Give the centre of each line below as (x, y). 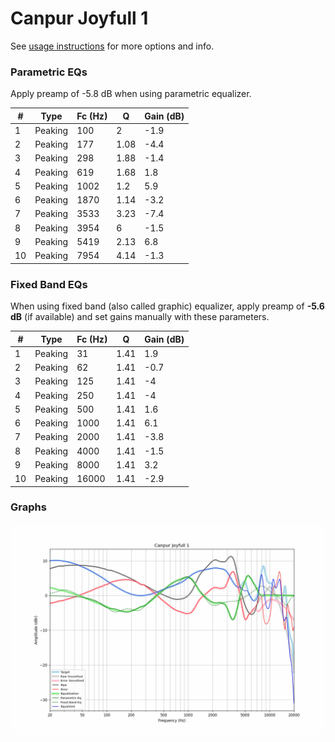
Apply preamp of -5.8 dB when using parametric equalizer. (131, 94)
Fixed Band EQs (49, 284)
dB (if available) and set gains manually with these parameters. (140, 317)
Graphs (28, 507)
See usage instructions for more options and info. (112, 46)
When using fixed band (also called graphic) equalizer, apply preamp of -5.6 (167, 306)
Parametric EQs (49, 72)
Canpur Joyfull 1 (79, 18)
